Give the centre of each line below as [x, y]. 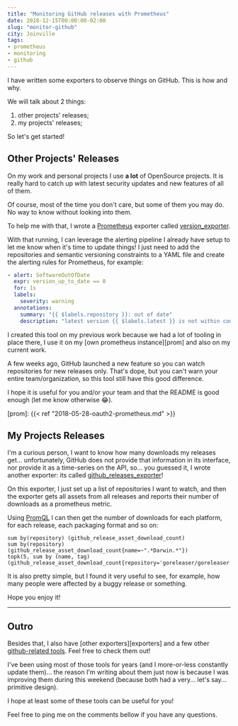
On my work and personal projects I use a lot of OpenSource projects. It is [115, 176]
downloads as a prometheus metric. [60, 504]
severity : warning [47, 302]
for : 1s [25, 288]
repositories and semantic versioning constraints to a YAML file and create [116, 254]
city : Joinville [31, 34]
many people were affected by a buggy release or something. [97, 584]
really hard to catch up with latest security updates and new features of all [116, 183]
